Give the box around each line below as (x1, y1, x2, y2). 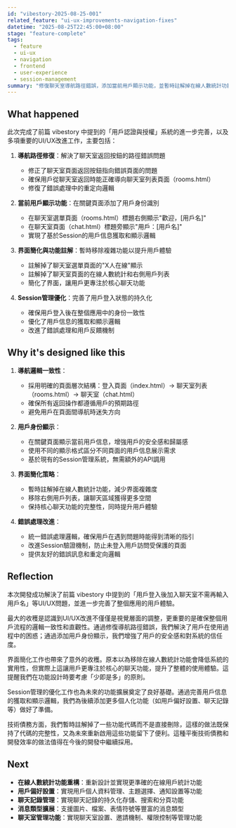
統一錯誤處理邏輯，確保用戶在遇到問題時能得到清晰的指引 (27, 532, 195, 541)
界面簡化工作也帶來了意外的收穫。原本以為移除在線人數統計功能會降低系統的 (7, 655, 229, 664)
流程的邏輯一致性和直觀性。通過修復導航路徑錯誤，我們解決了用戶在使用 (13, 622, 223, 631)
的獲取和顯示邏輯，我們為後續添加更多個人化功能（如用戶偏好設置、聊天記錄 (7, 696, 229, 704)
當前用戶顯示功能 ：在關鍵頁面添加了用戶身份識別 (17, 199, 159, 207)
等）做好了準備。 (7, 705, 57, 714)
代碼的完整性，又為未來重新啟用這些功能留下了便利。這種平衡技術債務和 (19, 728, 229, 737)
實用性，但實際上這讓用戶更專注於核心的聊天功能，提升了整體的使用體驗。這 (7, 664, 229, 672)
